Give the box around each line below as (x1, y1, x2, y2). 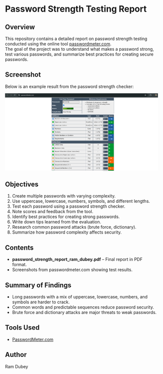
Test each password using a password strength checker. (12, 203, 126, 209)
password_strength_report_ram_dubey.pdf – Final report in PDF (12, 256, 143, 262)
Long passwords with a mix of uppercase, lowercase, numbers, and (12, 294, 148, 299)
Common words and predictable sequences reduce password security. (12, 304, 154, 310)
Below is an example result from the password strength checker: (5, 83, 134, 89)
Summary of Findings (5, 281, 72, 289)
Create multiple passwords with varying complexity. (12, 193, 116, 199)
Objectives (5, 180, 39, 188)
